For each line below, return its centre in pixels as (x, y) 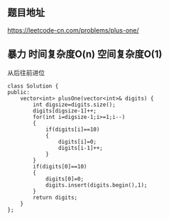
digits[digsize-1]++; (65, 111)
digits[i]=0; (77, 141)
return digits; (55, 197)
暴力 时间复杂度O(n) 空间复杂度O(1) (85, 54)
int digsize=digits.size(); (74, 105)
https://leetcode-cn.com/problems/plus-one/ (73, 30)
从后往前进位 (26, 72)
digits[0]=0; (64, 179)
